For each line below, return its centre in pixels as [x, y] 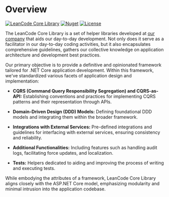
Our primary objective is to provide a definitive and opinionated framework [83, 65]
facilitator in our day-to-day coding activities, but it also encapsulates [78, 44]
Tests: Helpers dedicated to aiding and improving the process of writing [88, 163]
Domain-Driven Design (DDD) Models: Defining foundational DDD [82, 111]
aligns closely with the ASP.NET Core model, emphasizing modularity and [82, 183]
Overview [26, 9]
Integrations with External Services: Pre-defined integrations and [82, 127]
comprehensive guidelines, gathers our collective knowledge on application [84, 49]
